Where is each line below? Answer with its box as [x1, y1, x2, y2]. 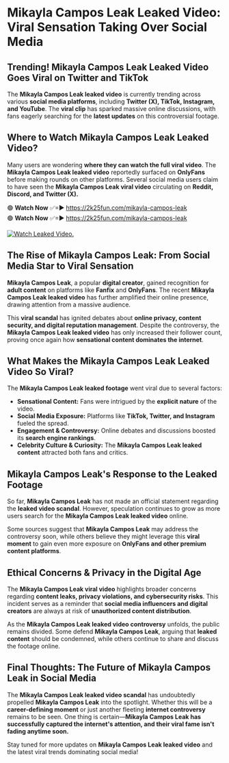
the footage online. [7, 642, 60, 651]
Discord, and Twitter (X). [7, 190, 79, 198]
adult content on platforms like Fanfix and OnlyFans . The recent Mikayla [7, 286, 215, 294]
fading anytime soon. [7, 727, 69, 735]
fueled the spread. [16, 420, 70, 428]
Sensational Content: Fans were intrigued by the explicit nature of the [16, 398, 217, 406]
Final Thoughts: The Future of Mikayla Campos [7, 662, 211, 673]
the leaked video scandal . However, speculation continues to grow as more [7, 505, 221, 513]
